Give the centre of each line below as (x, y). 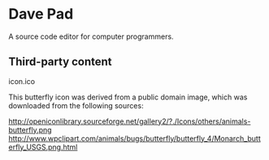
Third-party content (60, 62)
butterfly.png (30, 129)
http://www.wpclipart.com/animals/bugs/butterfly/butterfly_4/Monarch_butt (135, 138)
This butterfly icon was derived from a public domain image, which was (128, 97)
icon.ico (22, 81)
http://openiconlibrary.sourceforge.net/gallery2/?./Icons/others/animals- (130, 121)
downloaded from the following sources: (76, 105)
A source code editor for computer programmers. (91, 36)
